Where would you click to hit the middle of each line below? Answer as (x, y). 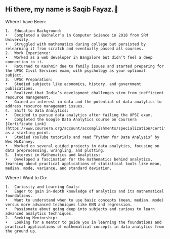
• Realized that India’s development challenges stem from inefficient (85, 93)
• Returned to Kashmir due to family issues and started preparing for (85, 66)
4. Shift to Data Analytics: (37, 110)
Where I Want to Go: (26, 177)
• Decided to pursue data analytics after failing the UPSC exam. (79, 115)
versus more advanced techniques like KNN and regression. (69, 205)
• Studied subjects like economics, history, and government (73, 84)
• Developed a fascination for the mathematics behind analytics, (79, 159)
